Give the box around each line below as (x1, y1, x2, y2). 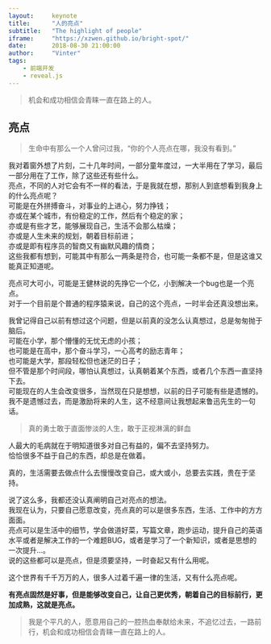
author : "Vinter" (8, 49, 81, 57)
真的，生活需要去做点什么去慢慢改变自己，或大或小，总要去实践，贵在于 (8, 468, 248, 478)
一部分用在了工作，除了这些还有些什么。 (8, 171, 143, 181)
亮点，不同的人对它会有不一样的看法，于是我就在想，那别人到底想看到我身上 (8, 181, 263, 190)
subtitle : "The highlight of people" (8, 27, 143, 35)
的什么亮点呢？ (8, 191, 58, 201)
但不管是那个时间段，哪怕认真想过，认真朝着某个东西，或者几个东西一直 (8, 366, 248, 376)
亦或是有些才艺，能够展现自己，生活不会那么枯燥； (8, 221, 178, 231)
